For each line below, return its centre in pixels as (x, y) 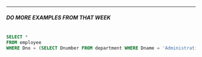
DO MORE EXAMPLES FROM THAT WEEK (59, 17)
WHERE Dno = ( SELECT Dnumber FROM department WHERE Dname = (83, 48)
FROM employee (24, 42)
